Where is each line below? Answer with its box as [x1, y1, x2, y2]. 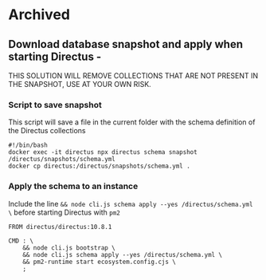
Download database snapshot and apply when [8, 37, 243, 51]
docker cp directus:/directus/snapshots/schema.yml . [8, 162, 191, 171]
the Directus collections [8, 126, 86, 136]
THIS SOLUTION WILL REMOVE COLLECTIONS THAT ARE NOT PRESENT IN [8, 71, 259, 81]
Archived [8, 6, 70, 24]
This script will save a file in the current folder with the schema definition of [8, 117, 256, 127]
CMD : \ [8, 237, 34, 245]
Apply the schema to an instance [8, 181, 139, 192]
